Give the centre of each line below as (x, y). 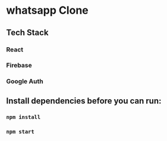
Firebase (19, 65)
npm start (20, 131)
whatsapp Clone (47, 10)
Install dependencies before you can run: (84, 101)
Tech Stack (27, 33)
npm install (23, 117)
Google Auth (25, 81)
